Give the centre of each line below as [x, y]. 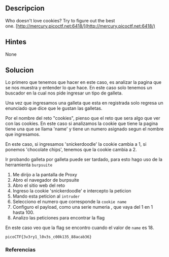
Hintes [16, 42]
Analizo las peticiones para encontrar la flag [59, 218]
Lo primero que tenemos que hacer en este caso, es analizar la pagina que [83, 82]
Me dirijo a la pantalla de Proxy [45, 175]
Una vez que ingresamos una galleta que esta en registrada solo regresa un [84, 103]
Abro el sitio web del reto [39, 185]
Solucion [20, 70]
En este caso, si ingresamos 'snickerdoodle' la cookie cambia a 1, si [76, 144]
